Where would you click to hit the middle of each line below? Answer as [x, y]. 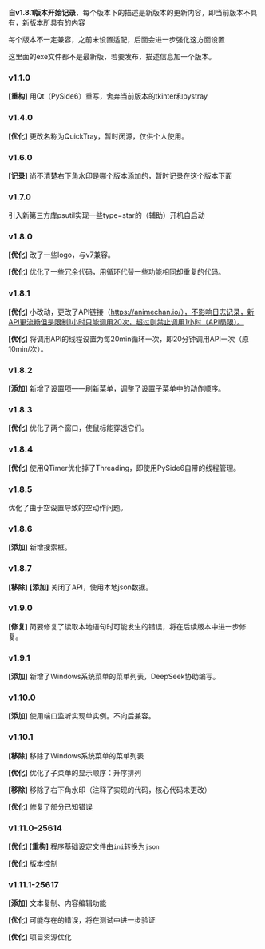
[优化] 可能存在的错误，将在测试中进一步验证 [82, 920]
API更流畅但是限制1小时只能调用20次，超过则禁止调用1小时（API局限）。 [127, 322]
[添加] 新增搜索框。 [40, 547]
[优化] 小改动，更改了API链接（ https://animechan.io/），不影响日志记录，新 [131, 312]
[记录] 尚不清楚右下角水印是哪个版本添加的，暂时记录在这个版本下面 [121, 175]
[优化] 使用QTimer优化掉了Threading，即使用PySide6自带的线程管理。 [125, 468]
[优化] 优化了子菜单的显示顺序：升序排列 [75, 773]
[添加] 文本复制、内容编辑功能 [57, 903]
